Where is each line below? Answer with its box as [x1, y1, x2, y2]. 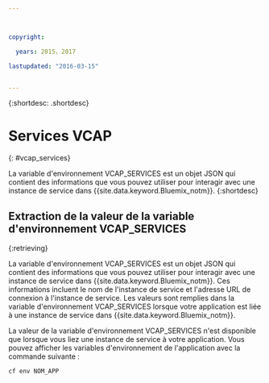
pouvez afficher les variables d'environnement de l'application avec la [8, 343, 241, 353]
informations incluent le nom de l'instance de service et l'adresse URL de [8, 285, 251, 294]
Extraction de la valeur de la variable [8, 209, 195, 223]
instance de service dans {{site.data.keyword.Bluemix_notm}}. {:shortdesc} [8, 186, 259, 196]
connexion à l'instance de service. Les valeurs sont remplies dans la [8, 293, 235, 303]
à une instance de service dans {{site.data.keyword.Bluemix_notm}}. [8, 310, 236, 320]
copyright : [8, 33, 45, 41]
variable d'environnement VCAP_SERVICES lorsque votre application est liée [8, 302, 262, 311]
